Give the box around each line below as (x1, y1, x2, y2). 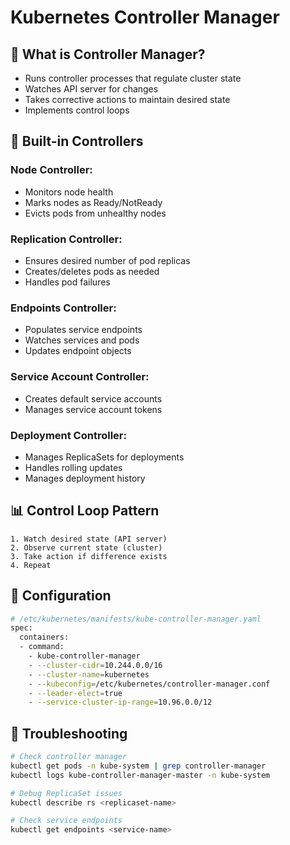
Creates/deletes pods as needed (24, 265, 160, 277)
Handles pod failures (24, 276, 111, 288)
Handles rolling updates (24, 461, 123, 473)
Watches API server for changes (24, 83, 159, 95)
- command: (19, 642, 65, 652)
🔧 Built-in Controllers (10, 133, 144, 150)
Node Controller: (10, 163, 93, 177)
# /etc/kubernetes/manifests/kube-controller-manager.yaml (10, 614, 262, 624)
